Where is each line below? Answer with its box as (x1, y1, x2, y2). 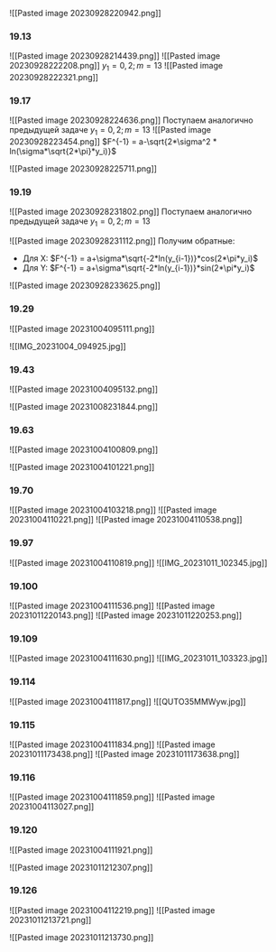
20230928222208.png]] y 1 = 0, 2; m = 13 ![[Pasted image (9, 60, 224, 73)
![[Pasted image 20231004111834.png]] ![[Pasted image (9, 739, 216, 750)
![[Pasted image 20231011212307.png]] (9, 862, 153, 873)
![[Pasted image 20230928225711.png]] (9, 163, 158, 174)
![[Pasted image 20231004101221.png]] (9, 462, 155, 473)
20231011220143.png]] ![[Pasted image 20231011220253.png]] (9, 610, 243, 621)
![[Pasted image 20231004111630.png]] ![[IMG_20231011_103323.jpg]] (9, 653, 268, 664)
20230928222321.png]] (9, 72, 99, 83)
